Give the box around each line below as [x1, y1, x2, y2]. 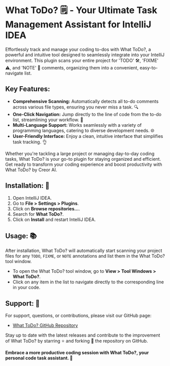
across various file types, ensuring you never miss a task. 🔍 [12, 104, 139, 110]
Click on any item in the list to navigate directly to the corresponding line [12, 279, 164, 285]
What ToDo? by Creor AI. [5, 166, 57, 173]
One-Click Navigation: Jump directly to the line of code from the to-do [12, 111, 161, 117]
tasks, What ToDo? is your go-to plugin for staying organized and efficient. [5, 156, 161, 162]
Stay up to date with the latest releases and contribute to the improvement [5, 332, 160, 338]
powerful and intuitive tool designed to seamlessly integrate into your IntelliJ [5, 52, 165, 58]
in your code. [12, 284, 41, 290]
